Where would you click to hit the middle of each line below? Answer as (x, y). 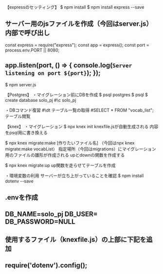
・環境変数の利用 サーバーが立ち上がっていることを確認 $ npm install (74, 176)
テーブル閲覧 (18, 116)
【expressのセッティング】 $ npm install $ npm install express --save (75, 7)
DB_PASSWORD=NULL (40, 222)
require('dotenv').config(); (46, 266)
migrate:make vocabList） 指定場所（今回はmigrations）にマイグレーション (81, 149)
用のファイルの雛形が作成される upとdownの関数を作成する (65, 155)
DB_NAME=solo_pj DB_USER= (51, 214)
